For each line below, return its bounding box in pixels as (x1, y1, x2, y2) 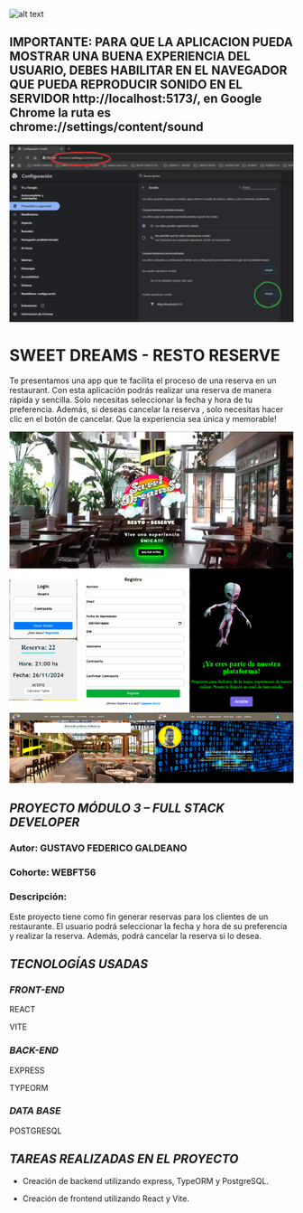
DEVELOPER (9, 814, 80, 831)
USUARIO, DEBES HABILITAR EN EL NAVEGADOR (9, 63, 288, 79)
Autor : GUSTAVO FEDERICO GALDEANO (9, 842, 188, 854)
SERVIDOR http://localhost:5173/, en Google (9, 91, 262, 107)
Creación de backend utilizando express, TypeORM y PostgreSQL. (22, 1175, 269, 1186)
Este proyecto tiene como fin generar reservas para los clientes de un (9, 911, 269, 922)
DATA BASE (9, 1105, 61, 1117)
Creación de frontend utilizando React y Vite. (22, 1193, 189, 1204)
